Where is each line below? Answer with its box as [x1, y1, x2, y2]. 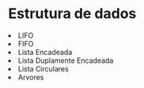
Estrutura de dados [8, 5, 137, 23]
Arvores [18, 72, 44, 82]
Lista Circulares [18, 64, 69, 73]
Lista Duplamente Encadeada [18, 56, 114, 65]
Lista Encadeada [18, 47, 73, 57]
